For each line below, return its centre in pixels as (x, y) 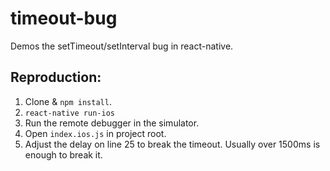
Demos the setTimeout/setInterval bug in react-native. (122, 46)
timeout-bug (64, 18)
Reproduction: (56, 77)
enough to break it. (63, 154)
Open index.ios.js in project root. (95, 133)
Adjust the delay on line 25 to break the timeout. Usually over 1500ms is (172, 144)
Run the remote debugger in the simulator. (112, 123)
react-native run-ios (69, 113)
